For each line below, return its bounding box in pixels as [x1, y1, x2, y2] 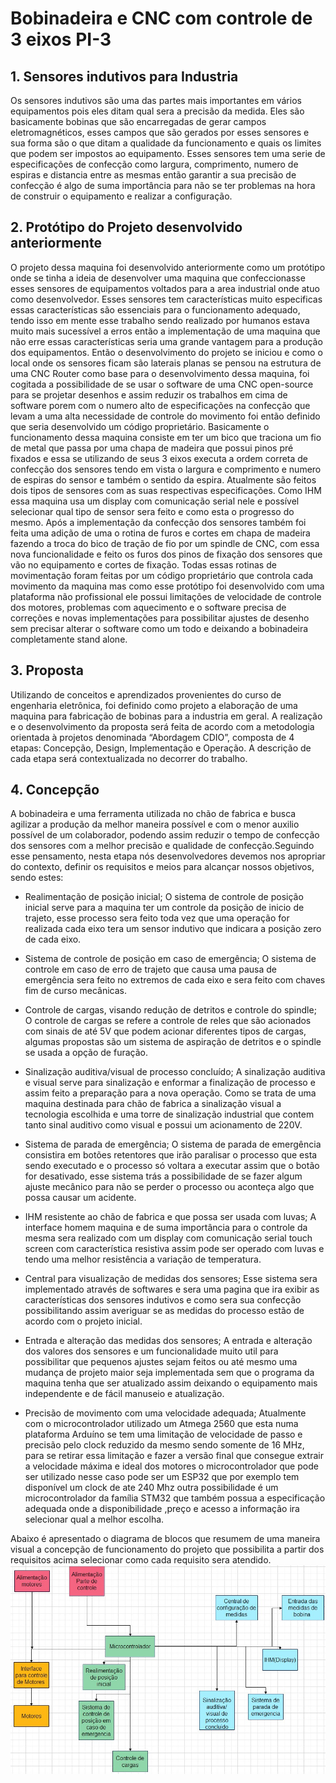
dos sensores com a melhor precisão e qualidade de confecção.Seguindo [10, 840, 315, 852]
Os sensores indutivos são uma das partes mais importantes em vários [10, 95, 302, 106]
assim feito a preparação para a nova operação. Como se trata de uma [24, 1087, 317, 1099]
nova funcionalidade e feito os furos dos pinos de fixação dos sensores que [10, 548, 323, 560]
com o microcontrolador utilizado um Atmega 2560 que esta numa [24, 1418, 299, 1430]
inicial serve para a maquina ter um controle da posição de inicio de [24, 902, 305, 914]
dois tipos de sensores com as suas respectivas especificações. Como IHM [10, 484, 322, 496]
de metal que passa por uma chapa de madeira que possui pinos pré [10, 442, 294, 454]
